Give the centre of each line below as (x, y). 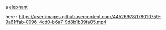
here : (12, 17)
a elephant (17, 7)
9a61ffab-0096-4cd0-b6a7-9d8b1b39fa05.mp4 (56, 22)
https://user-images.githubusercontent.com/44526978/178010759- (90, 17)
